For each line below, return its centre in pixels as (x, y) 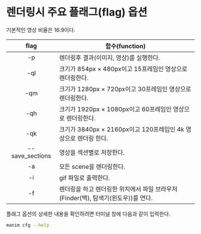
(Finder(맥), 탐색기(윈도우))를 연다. (106, 198)
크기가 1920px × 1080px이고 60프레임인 (115, 109)
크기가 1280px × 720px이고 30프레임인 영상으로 (125, 89)
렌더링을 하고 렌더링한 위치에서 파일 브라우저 (118, 189)
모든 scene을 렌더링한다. (92, 167)
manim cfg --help (28, 225)
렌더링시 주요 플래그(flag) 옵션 (77, 12)
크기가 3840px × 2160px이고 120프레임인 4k (121, 129)
